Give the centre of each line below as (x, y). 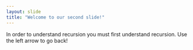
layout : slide (24, 12)
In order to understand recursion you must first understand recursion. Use (97, 34)
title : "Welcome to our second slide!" (56, 17)
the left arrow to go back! (37, 40)
